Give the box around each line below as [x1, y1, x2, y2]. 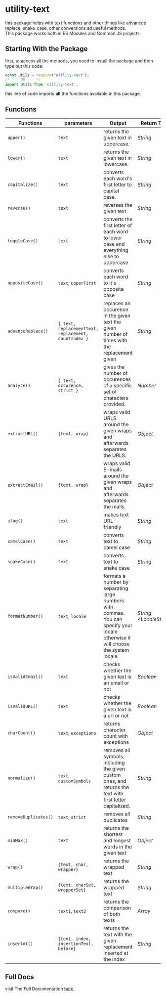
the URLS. [103, 452, 127, 459]
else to [103, 253, 120, 260]
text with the [103, 931, 132, 938]
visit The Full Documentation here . [5, 986, 75, 992]
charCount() [7, 730, 36, 736]
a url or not [103, 712, 129, 719]
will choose [103, 640, 130, 647]
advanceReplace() [7, 328, 48, 334]
